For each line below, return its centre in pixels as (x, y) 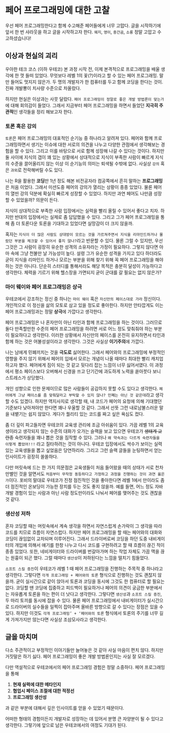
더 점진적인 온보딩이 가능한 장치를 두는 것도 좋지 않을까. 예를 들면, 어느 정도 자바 (84, 487)
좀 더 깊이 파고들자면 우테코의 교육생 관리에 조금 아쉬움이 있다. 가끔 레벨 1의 (80, 425)
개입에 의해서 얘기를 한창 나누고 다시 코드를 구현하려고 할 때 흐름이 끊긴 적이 (90, 545)
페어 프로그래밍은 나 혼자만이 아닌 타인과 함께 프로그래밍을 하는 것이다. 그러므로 (84, 322)
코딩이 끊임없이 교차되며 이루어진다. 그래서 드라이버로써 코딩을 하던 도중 (76, 539)
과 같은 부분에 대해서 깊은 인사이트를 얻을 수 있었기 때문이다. (65, 708)
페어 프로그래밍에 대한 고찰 (58, 10)
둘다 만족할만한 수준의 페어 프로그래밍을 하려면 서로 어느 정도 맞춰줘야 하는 (79, 329)
